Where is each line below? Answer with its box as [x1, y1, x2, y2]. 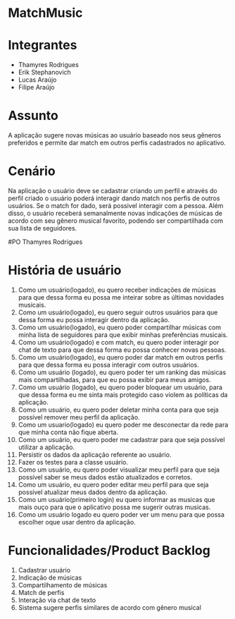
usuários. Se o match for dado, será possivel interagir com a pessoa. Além [8, 202, 224, 209]
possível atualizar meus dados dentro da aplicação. [18, 488, 167, 496]
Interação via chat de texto [18, 596, 96, 604]
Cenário [8, 164, 56, 179]
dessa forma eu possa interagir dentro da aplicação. [18, 315, 170, 324]
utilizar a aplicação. [18, 443, 75, 451]
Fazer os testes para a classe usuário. [18, 458, 129, 466]
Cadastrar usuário [18, 565, 71, 574]
